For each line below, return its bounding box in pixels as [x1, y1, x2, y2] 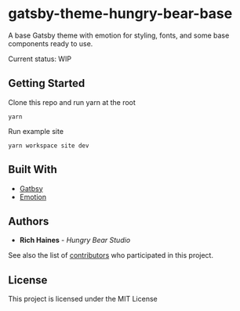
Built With [8, 163, 57, 176]
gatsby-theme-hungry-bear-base [8, 5, 233, 23]
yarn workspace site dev [8, 142, 89, 150]
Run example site [8, 126, 64, 136]
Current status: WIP [8, 54, 72, 63]
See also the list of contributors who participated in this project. [8, 251, 214, 260]
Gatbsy [19, 183, 43, 193]
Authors [8, 215, 49, 228]
